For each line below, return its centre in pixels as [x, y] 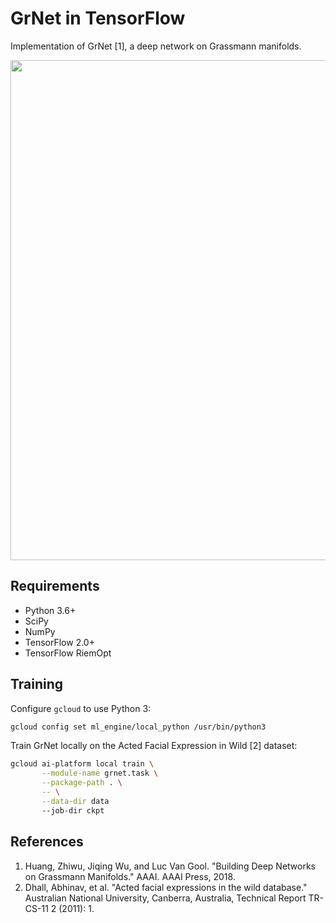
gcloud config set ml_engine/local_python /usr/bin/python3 [138, 727]
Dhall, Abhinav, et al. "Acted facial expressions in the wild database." [166, 887]
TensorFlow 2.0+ [59, 642]
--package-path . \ [82, 783]
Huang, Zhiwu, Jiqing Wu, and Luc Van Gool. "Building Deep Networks [170, 866]
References [47, 842]
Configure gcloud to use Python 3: [81, 708]
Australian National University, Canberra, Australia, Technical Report [165, 898]
